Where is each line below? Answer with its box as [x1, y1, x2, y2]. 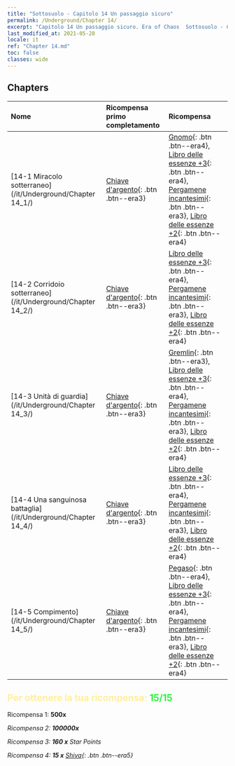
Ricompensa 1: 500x [7, 711, 66, 719]
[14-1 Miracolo [10, 171, 63, 181]
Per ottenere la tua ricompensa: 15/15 [7, 692, 173, 704]
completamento [106, 120, 160, 130]
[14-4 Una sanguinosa [10, 495, 87, 505]
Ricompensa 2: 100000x [7, 724, 79, 732]
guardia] [60, 391, 89, 401]
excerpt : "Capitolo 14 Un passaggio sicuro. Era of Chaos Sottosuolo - [7, 23, 224, 30]
